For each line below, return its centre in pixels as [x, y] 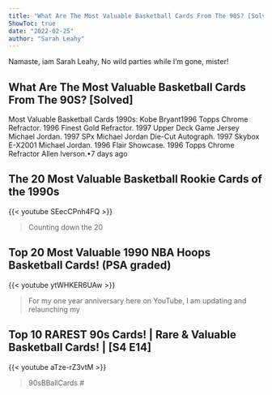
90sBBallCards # [56, 383]
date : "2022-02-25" [41, 31]
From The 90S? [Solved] [71, 99]
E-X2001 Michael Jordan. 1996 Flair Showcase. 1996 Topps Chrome [121, 145]
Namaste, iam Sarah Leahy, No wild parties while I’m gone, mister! [119, 62]
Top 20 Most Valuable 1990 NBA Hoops [110, 253]
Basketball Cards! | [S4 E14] [80, 348]
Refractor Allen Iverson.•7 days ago [68, 154]
